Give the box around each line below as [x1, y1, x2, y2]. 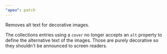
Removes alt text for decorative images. [5, 22, 90, 28]
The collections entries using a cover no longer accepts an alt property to [5, 31, 162, 38]
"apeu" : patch [5, 7, 36, 13]
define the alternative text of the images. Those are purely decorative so [5, 37, 159, 43]
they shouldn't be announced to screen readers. [5, 42, 107, 49]
